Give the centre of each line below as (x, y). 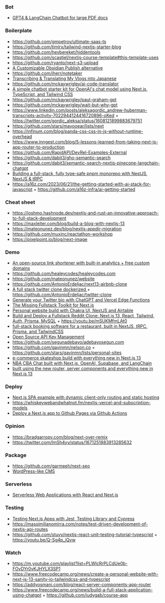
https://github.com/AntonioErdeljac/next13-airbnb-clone (70, 284)
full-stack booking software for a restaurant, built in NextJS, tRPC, (80, 326)
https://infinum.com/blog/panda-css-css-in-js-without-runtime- (78, 131)
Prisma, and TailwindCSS (38, 332)
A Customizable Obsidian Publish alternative (57, 68)
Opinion (15, 426)
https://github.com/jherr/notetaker (47, 73)
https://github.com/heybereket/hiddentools (56, 52)
